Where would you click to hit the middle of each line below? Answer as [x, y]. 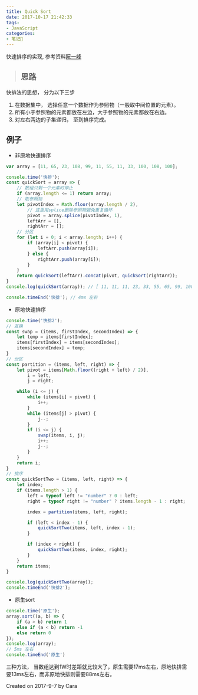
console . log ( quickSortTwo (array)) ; [50, 582]
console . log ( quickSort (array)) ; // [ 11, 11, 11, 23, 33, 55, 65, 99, [95, 287]
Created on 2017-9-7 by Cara [42, 686]
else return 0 [34, 633]
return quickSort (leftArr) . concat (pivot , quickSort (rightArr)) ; [97, 276]
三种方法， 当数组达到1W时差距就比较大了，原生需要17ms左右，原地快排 [94, 667]
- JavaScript [22, 28]
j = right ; [41, 381]
